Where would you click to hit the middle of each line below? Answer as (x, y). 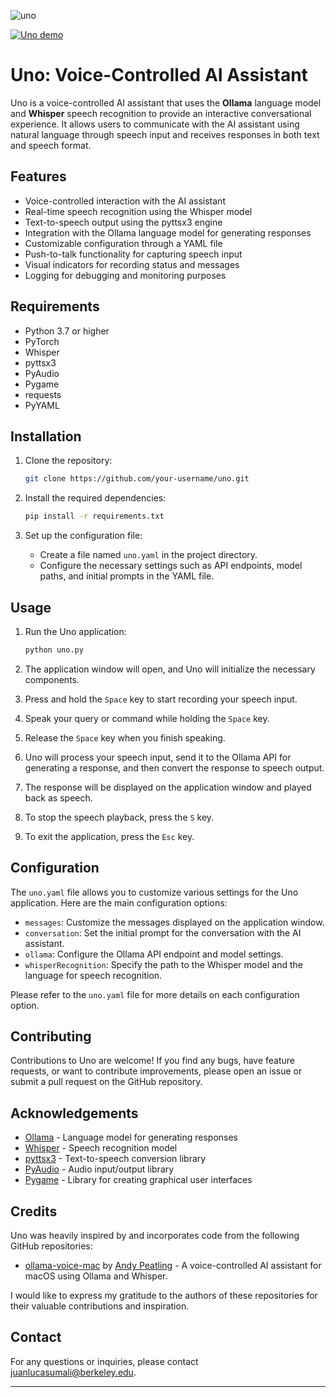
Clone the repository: (68, 461)
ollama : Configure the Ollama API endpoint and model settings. (154, 954)
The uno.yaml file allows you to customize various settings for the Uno (154, 892)
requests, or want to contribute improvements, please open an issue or (156, 1071)
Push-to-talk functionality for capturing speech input (133, 254)
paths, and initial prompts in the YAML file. (127, 576)
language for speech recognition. (93, 975)
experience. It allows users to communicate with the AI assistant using (155, 124)
